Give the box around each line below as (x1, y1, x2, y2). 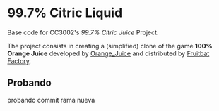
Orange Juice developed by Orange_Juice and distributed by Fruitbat (7, 49, 210, 58)
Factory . (7, 56, 32, 65)
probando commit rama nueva (7, 96, 95, 104)
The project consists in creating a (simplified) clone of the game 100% (7, 41, 213, 50)
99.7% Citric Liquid (7, 5, 123, 21)
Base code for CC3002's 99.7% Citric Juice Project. (7, 28, 159, 37)
